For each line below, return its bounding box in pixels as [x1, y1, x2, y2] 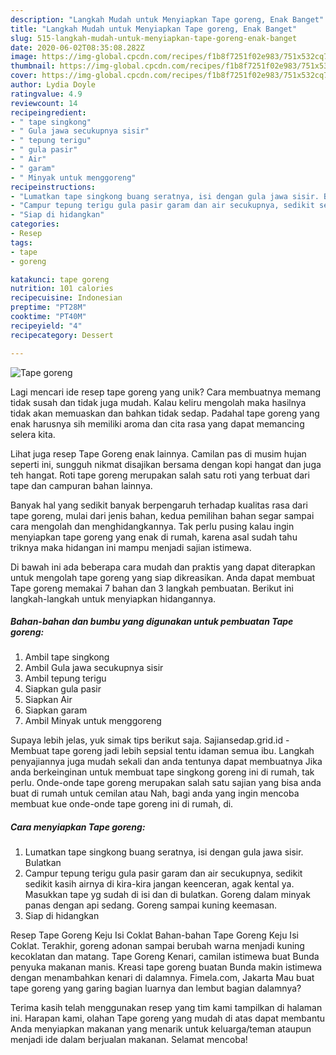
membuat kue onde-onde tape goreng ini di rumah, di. [10, 798, 234, 810]
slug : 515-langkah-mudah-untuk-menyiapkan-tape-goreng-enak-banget [10, 33, 298, 43]
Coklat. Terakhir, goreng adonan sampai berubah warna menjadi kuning [10, 940, 305, 952]
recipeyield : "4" [10, 321, 83, 331]
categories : [10, 219, 60, 230]
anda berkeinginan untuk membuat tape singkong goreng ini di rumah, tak [10, 766, 315, 778]
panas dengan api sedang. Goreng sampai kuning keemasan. [24, 899, 278, 911]
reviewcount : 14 [10, 98, 78, 108]
